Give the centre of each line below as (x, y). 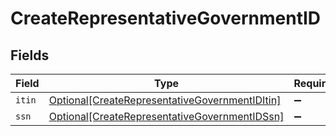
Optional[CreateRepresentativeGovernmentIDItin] (165, 100)
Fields (30, 55)
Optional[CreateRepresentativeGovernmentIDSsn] (166, 116)
